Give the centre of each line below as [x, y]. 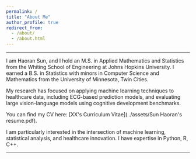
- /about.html [28, 39]
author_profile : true [32, 22]
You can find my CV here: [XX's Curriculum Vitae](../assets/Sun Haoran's [94, 114]
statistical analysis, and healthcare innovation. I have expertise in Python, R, [97, 138]
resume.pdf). [22, 121]
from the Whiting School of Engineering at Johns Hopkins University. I [90, 67]
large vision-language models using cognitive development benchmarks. [94, 103]
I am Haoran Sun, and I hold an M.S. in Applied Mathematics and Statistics [95, 61]
